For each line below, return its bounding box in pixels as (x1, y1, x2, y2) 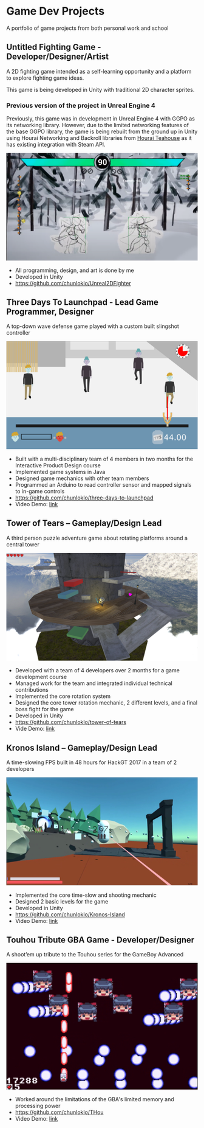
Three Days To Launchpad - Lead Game (6, 297, 159, 307)
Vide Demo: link (15, 725, 55, 733)
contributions (15, 686, 49, 694)
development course (15, 674, 67, 681)
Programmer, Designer (6, 306, 94, 317)
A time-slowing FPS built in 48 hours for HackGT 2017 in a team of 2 (6, 759, 177, 766)
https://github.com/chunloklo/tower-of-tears (15, 719, 126, 726)
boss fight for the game (15, 706, 74, 713)
